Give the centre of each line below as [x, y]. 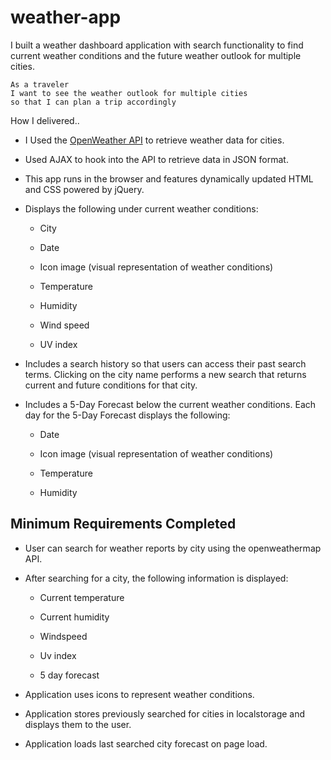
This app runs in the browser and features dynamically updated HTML [169, 178]
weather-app [66, 17]
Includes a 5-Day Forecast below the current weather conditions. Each [170, 404]
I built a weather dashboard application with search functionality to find [157, 45]
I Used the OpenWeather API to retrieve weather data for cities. [154, 140]
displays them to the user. [78, 724]
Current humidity [74, 617]
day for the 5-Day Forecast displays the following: [127, 415]
